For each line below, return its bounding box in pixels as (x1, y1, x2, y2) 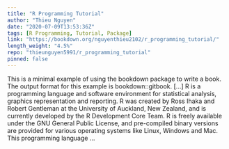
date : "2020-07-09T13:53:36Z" (7, 23, 95, 30)
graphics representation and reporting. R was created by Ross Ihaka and (7, 97, 215, 105)
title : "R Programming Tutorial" (7, 10, 104, 17)
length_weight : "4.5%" (7, 42, 73, 49)
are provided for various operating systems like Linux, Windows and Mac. (7, 126, 218, 134)
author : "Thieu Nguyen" (7, 17, 77, 24)
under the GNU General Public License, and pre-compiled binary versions (7, 119, 219, 127)
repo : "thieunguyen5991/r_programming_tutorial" (7, 49, 151, 56)
